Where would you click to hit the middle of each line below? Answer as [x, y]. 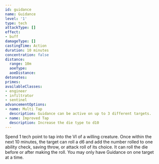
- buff [12, 37]
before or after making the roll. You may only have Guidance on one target [79, 152]
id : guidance [18, 9]
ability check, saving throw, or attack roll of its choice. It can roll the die [77, 147]
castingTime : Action [26, 46]
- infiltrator [20, 95]
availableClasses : [24, 86]
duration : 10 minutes [27, 50]
